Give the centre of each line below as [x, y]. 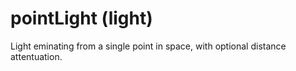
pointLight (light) [81, 18]
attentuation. [36, 56]
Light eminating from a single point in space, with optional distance [148, 46]
